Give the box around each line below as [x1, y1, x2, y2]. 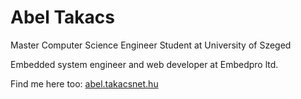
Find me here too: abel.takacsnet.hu [10, 77, 159, 90]
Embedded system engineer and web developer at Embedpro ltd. [10, 58, 279, 70]
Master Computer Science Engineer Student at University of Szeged [10, 39, 292, 51]
